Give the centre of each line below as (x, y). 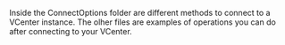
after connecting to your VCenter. (71, 31)
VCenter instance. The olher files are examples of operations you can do (143, 22)
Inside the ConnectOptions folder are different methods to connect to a (140, 13)
